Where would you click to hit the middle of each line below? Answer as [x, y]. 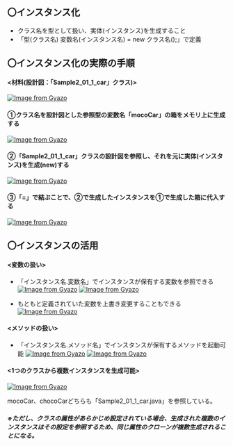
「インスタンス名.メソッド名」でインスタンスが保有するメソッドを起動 [119, 345]
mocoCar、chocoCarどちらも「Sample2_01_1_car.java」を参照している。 [112, 401]
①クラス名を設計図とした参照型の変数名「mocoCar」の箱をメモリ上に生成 [116, 115]
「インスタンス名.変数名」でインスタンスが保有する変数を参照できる [115, 281]
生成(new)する [48, 165]
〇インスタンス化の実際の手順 [71, 64]
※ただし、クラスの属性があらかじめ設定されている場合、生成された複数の [113, 418]
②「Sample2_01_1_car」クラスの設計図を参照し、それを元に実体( [103, 156]
